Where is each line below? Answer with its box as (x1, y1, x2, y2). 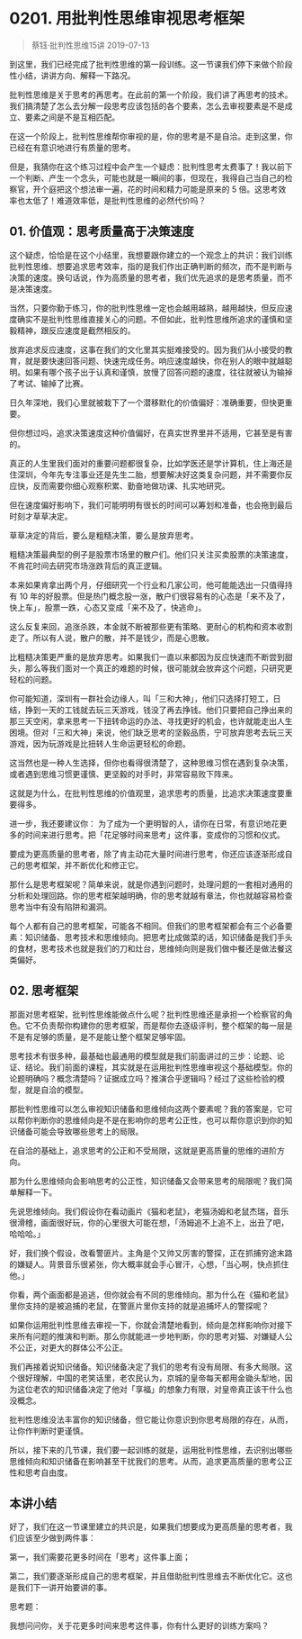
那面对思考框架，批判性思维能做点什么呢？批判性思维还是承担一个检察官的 (9, 1009, 285, 1019)
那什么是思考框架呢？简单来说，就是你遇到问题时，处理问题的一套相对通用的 (9, 879, 293, 890)
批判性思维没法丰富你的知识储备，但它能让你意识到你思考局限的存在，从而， (9, 1414, 293, 1425)
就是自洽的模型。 (24, 1084, 88, 1095)
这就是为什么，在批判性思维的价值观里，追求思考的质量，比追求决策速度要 (9, 787, 285, 798)
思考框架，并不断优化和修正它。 (24, 859, 144, 870)
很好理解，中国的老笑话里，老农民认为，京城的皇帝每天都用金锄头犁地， (16, 1372, 285, 1383)
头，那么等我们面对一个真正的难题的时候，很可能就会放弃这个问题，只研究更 (9, 663, 293, 674)
